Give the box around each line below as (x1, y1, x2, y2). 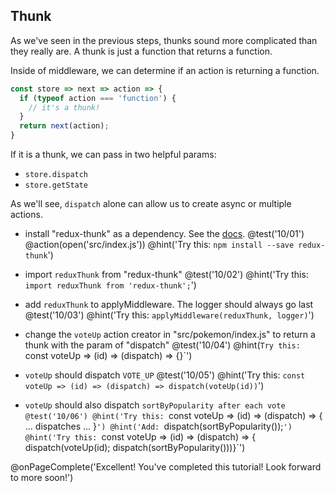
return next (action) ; (19, 121, 110, 131)
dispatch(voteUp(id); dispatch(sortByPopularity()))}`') (24, 442, 246, 454)
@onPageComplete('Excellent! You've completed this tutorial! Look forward (10, 461, 322, 473)
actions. (10, 209, 43, 221)
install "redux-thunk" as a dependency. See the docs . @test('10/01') (24, 228, 305, 240)
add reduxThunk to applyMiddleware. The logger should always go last (24, 299, 314, 311)
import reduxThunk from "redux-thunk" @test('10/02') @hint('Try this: (24, 269, 309, 281)
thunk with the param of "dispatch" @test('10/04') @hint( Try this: (24, 339, 301, 351)
